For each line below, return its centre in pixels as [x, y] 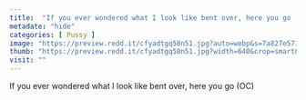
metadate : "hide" [42, 26]
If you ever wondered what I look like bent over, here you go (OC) [132, 86]
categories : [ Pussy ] [52, 35]
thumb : [22, 52]
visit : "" [28, 60]
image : [22, 43]
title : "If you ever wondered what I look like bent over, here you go [150, 18]
